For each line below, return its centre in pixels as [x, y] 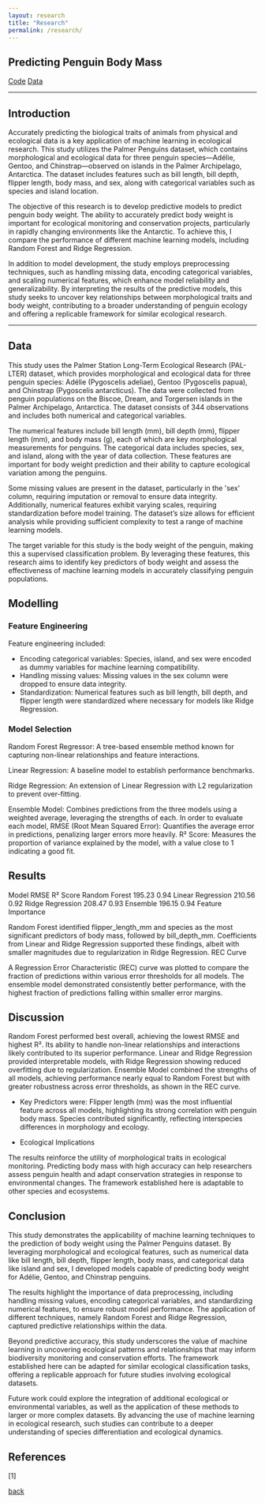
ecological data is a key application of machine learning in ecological [120, 141]
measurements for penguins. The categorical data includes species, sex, [126, 448]
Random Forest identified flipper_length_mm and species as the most [121, 927]
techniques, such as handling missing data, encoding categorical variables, [131, 272]
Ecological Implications [57, 1142]
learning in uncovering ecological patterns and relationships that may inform [132, 1350]
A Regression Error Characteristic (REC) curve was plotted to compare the [129, 967]
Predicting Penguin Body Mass [86, 62]
